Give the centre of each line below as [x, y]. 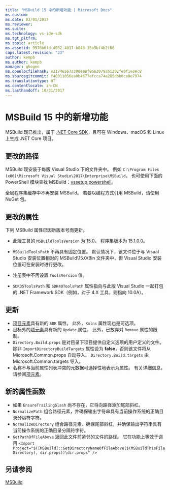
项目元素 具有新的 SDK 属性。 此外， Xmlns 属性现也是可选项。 [75, 323]
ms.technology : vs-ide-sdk [34, 34]
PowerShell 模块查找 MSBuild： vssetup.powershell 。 [61, 182]
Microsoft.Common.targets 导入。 [48, 361]
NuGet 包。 [17, 199]
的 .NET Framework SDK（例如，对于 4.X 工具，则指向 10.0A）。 [79, 293]
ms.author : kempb [24, 62]
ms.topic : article [25, 43]
